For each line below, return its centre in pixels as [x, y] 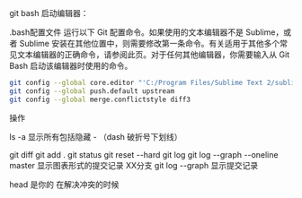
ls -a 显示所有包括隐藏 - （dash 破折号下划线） [96, 136]
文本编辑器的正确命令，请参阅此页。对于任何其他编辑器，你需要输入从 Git [153, 55]
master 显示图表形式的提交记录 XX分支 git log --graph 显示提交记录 [134, 165]
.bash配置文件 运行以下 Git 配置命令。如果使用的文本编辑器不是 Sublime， [147, 32]
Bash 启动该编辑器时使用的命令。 [71, 66]
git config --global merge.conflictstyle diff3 [100, 99]
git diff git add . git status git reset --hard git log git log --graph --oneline [144, 154]
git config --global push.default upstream [92, 91]
